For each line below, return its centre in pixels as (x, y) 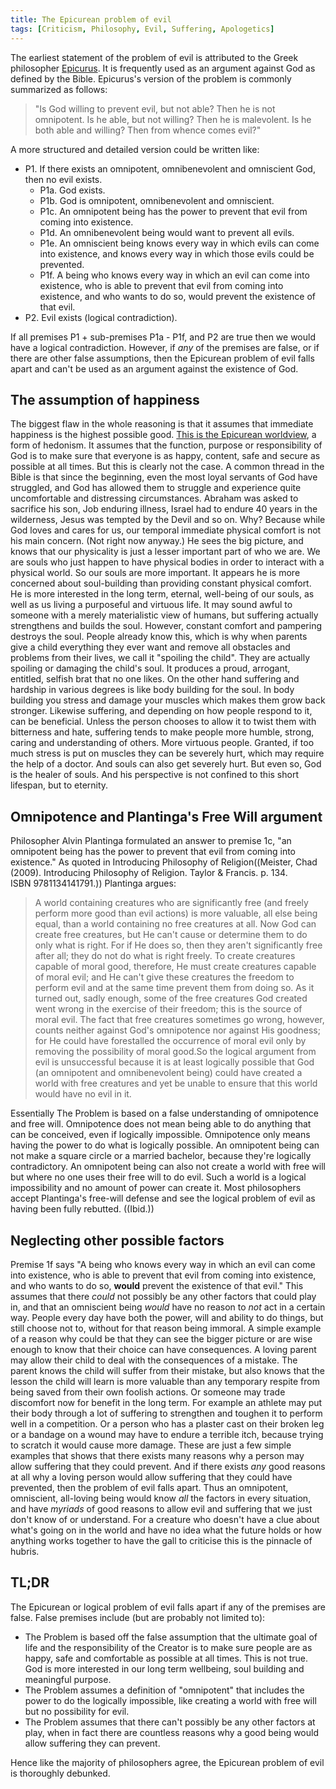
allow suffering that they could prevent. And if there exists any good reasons (168, 1466)
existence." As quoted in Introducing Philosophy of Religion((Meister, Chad (164, 862)
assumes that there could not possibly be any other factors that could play (163, 1296)
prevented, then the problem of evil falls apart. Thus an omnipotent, (149, 1487)
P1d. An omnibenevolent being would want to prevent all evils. (167, 232)
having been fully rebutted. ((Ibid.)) (82, 1209)
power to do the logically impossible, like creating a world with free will (170, 1700)
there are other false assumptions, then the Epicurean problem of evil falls (162, 358)
